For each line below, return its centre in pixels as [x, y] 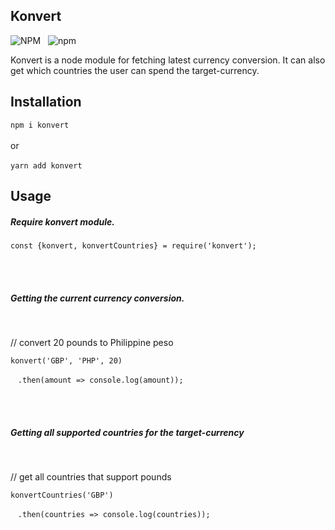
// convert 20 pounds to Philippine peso [92, 342]
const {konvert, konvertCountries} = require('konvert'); [133, 245]
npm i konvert [40, 125]
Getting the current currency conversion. [97, 298]
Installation [46, 102]
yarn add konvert [46, 165]
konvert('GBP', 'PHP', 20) [66, 360]
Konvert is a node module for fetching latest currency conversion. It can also [168, 60]
